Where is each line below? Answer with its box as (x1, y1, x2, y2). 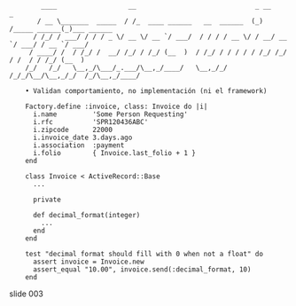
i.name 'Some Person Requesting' (32, 110, 189, 119)
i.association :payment (32, 141, 125, 150)
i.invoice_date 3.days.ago (32, 133, 133, 142)
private (32, 195, 62, 204)
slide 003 (9, 288, 44, 299)
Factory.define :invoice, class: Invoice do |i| (25, 102, 208, 111)
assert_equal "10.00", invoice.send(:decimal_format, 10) (32, 265, 252, 274)
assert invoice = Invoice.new (32, 257, 144, 266)
